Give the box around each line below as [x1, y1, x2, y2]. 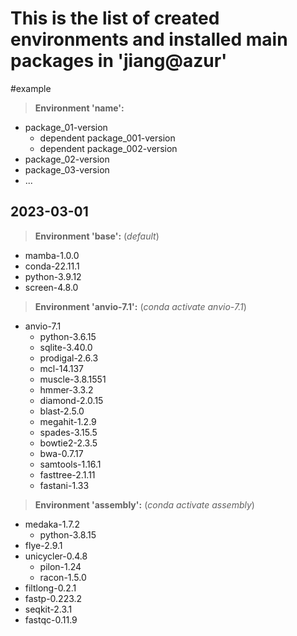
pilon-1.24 [39, 560, 82, 572]
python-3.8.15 [39, 528, 97, 541]
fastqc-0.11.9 [24, 613, 78, 626]
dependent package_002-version [39, 142, 178, 154]
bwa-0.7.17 [39, 447, 84, 459]
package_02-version [24, 153, 110, 165]
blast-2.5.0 [39, 405, 85, 417]
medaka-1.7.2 [24, 518, 80, 530]
